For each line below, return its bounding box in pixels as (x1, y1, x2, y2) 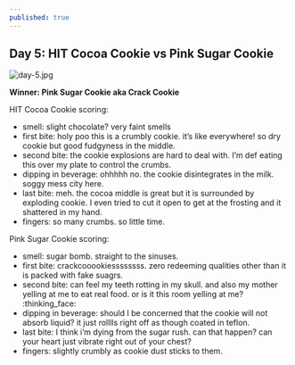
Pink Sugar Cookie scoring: (9, 234, 110, 245)
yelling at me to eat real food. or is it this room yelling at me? (21, 289, 243, 300)
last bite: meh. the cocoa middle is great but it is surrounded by (21, 188, 255, 199)
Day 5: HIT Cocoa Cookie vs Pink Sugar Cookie (9, 46, 275, 62)
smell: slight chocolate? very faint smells (21, 121, 171, 132)
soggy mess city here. (21, 178, 104, 189)
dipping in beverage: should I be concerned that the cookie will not (21, 308, 268, 319)
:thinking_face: (21, 298, 77, 309)
